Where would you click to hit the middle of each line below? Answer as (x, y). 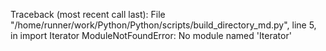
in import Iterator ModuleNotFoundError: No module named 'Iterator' (151, 35)
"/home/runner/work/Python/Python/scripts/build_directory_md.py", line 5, (163, 25)
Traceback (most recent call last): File (88, 14)
